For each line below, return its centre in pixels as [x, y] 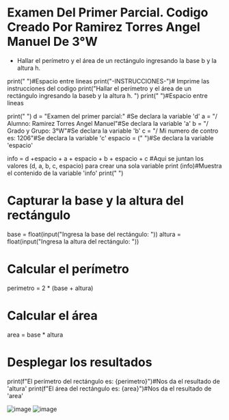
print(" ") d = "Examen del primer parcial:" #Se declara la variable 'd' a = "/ [112, 116]
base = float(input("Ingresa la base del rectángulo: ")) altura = [94, 234]
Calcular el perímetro [68, 269]
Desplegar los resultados [80, 362]
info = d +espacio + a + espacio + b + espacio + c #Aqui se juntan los [105, 158]
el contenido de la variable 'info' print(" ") [65, 173]
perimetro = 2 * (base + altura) [50, 288]
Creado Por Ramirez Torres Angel [104, 27]
